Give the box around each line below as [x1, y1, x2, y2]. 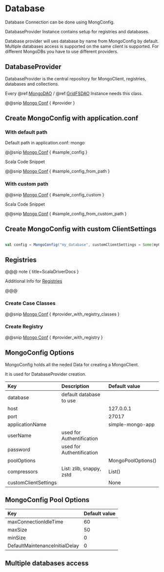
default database [61, 391, 101, 398]
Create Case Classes [5, 300, 56, 307]
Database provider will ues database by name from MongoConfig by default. [5, 38, 159, 44]
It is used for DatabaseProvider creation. [5, 371, 86, 377]
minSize [7, 534, 26, 541]
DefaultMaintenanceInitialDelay [7, 542, 79, 549]
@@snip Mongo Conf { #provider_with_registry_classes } [5, 311, 120, 317]
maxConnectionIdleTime [7, 519, 63, 525]
